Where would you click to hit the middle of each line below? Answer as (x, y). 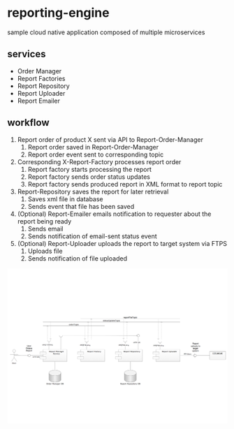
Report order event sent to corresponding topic (96, 154)
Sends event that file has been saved (81, 206)
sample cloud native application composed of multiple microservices (106, 32)
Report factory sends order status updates (89, 177)
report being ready (44, 221)
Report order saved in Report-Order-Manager (93, 147)
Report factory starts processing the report (89, 169)
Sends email (45, 228)
